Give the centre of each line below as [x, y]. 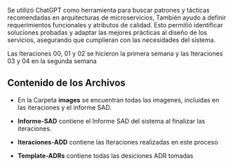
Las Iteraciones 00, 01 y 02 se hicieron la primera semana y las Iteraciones [115, 53]
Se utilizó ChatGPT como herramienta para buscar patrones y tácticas [108, 10]
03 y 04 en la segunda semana [52, 61]
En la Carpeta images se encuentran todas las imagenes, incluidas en [118, 100]
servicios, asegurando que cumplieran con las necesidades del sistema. [112, 40]
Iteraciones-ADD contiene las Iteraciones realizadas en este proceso [118, 142]
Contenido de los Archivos [67, 83]
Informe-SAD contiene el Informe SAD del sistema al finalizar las [111, 121]
